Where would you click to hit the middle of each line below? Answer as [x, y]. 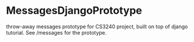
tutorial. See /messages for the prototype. [56, 32]
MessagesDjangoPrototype [74, 11]
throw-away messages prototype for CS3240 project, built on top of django [97, 26]
